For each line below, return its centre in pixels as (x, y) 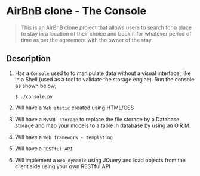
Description (28, 59)
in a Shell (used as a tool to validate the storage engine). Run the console (104, 79)
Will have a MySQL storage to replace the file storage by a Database (97, 119)
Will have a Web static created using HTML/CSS (74, 108)
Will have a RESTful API (44, 148)
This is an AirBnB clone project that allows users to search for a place (106, 27)
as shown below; (36, 86)
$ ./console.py (34, 96)
